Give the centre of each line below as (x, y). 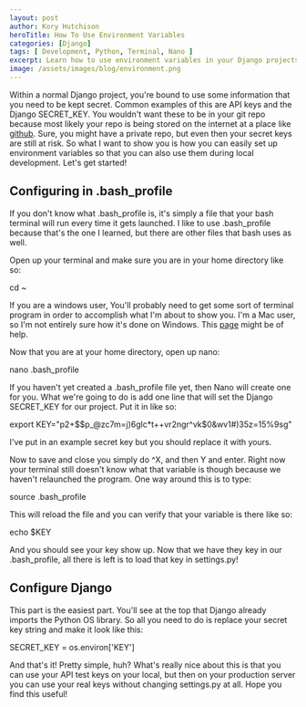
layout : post (34, 18)
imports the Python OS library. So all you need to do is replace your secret (148, 619)
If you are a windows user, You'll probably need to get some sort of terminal (152, 305)
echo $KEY (31, 532)
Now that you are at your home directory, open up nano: (115, 351)
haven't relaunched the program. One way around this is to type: (131, 479)
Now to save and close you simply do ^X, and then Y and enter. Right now (148, 459)
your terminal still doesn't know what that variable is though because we (145, 469)
